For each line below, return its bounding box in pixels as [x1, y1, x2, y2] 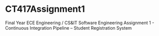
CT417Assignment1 [5, 3, 85, 15]
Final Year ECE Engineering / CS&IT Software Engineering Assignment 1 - [5, 20, 155, 26]
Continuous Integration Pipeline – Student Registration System [5, 25, 132, 31]
